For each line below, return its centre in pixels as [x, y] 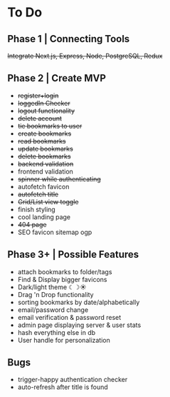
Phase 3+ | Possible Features [73, 255]
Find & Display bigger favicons [62, 279]
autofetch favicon [43, 186]
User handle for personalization [64, 340]
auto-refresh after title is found [63, 387]
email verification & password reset [69, 317]
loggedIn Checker [44, 103]
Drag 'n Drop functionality [55, 294]
